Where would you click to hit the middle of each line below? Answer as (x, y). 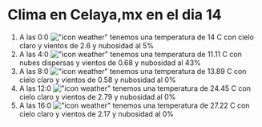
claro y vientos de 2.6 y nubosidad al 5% (86, 45)
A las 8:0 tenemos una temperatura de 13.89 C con (133, 71)
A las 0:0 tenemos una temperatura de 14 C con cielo (136, 37)
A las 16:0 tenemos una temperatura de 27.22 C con (134, 105)
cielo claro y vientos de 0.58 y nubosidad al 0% (98, 80)
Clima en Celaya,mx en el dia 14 (115, 15)
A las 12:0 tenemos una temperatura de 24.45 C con (135, 88)
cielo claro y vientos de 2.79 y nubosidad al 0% (97, 96)
